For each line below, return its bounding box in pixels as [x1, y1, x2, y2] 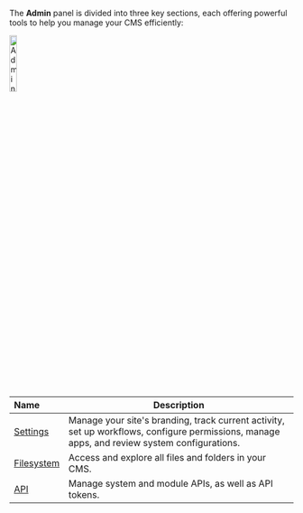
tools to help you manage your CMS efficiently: [9, 17, 184, 28]
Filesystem [14, 457, 60, 469]
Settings [14, 425, 50, 437]
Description [152, 399, 205, 411]
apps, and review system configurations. [68, 437, 241, 449]
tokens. [68, 489, 100, 500]
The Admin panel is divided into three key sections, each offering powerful [9, 8, 288, 18]
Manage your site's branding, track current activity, [68, 415, 286, 426]
